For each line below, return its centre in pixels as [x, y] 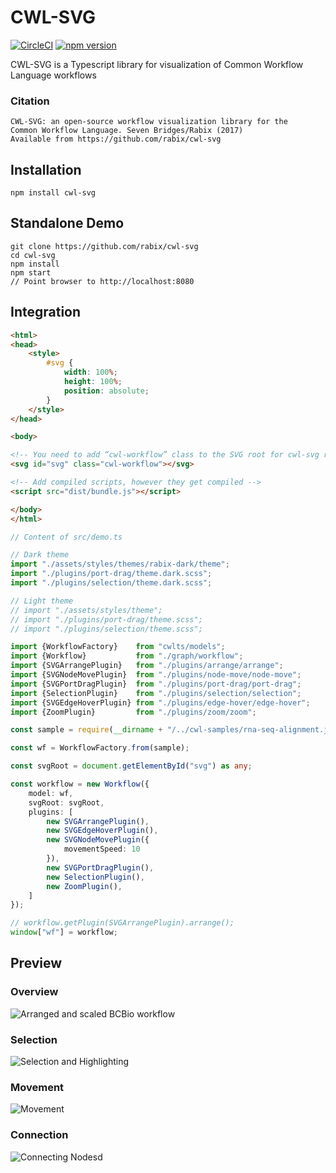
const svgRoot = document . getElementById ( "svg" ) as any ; [131, 766]
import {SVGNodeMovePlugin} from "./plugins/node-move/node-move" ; [156, 675]
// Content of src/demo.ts [66, 537]
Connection [39, 1135]
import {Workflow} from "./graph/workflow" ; [127, 656]
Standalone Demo [67, 223]
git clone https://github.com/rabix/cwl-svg [104, 246]
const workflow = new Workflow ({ [80, 784]
